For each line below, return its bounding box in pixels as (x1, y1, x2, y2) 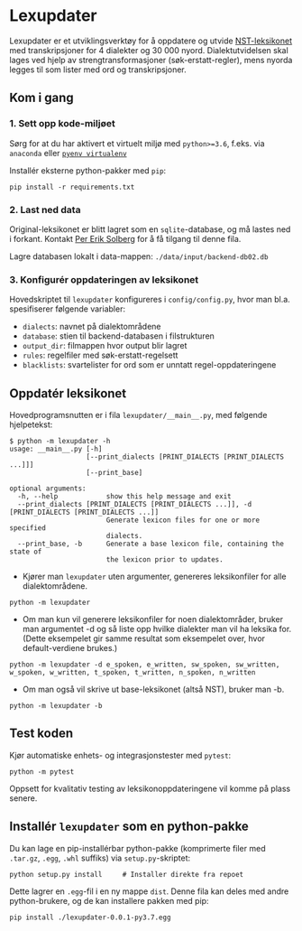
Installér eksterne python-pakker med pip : (9, 164, 167, 176)
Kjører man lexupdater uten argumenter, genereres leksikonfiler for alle (22, 571, 287, 582)
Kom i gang (9, 90, 74, 106)
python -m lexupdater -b (9, 702, 103, 711)
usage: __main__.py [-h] (9, 444, 103, 454)
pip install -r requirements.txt (9, 182, 135, 191)
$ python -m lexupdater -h (9, 437, 111, 446)
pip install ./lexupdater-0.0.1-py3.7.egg (9, 913, 171, 922)
